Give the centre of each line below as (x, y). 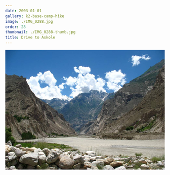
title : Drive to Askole (30, 38)
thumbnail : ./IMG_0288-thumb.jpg (40, 32)
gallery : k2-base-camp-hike (35, 16)
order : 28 (16, 27)
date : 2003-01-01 (24, 11)
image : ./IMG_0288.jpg (29, 21)
